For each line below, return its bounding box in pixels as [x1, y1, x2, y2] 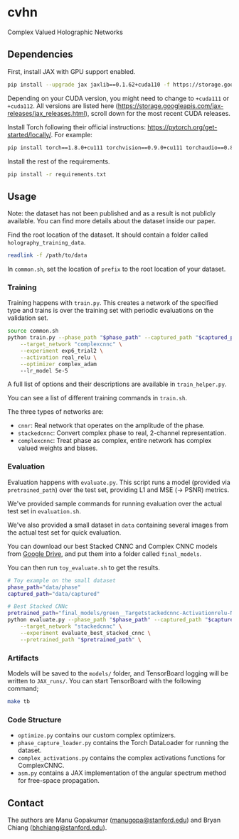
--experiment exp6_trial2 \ [20, 347, 103, 354]
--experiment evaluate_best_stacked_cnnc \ [20, 629, 152, 636]
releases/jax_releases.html [7, 109, 85, 117]
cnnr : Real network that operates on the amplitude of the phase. [17, 421, 205, 430]
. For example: [51, 130, 92, 139]
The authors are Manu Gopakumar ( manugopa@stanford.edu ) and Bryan [7, 816, 221, 824]
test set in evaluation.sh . [7, 506, 82, 515]
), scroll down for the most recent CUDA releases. [85, 109, 231, 117]
